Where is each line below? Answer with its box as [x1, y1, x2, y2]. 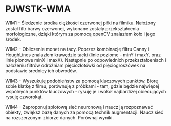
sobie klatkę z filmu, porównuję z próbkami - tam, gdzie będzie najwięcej [5, 83, 160, 89]
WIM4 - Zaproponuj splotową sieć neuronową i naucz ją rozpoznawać [5, 104, 153, 110]
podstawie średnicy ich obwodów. [5, 67, 77, 74]
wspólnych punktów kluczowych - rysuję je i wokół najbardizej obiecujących [5, 88, 166, 94]
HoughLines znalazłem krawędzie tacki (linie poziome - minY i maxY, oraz [5, 52, 161, 58]
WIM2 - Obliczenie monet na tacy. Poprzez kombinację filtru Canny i [5, 46, 149, 52]
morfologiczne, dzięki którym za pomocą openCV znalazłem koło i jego [5, 31, 156, 37]
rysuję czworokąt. [5, 94, 44, 100]
